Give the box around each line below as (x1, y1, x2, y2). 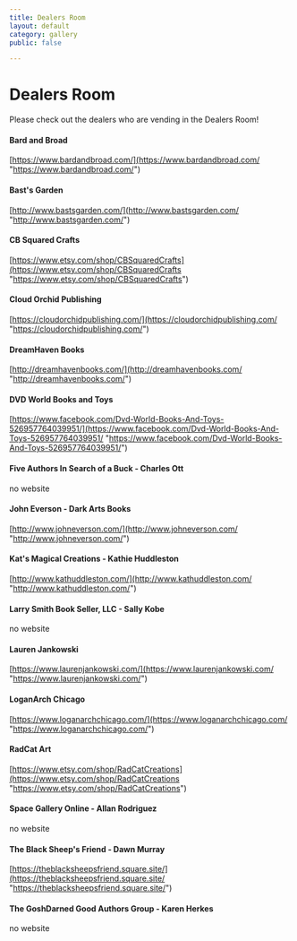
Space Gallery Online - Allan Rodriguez (9, 803, 157, 814)
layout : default (9, 22, 70, 30)
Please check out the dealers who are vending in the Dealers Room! (9, 114, 259, 125)
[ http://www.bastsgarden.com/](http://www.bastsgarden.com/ (9, 204, 240, 215)
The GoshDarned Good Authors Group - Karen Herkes (9, 902, 214, 914)
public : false (9, 38, 63, 47)
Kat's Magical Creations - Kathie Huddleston (9, 553, 179, 565)
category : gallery (9, 30, 78, 39)
